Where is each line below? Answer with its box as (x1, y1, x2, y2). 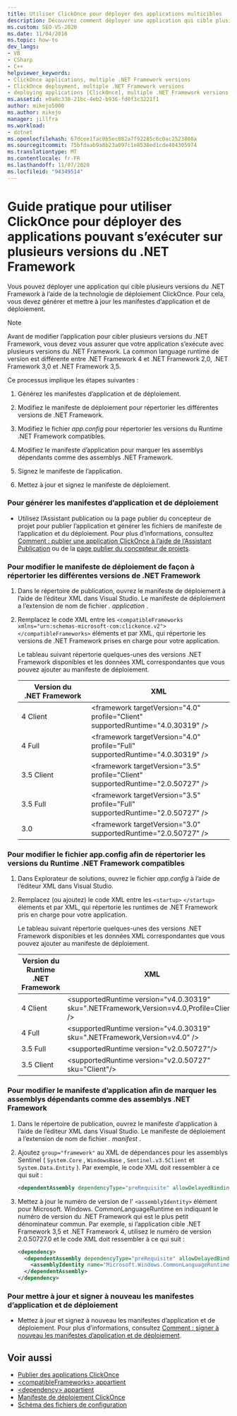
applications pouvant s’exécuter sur (7, 228, 224, 245)
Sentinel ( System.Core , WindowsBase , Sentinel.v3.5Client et (17, 1155, 195, 1164)
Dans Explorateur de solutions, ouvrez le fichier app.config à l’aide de (17, 874, 220, 883)
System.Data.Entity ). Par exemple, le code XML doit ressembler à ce (17, 1163, 220, 1171)
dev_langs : (7, 43, 39, 50)
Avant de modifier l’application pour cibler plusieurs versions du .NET (7, 332, 208, 340)
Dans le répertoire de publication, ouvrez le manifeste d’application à (17, 1119, 218, 1128)
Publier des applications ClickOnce (17, 1371, 120, 1379)
